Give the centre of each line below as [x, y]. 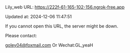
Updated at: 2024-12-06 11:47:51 [38, 16]
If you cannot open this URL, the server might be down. [62, 26]
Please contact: [21, 36]
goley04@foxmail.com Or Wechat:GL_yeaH [49, 45]
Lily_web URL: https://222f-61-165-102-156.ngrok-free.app [65, 7]
